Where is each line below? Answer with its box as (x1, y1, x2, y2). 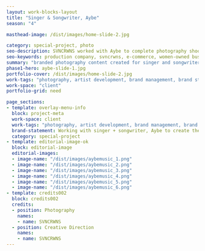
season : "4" (6, 20, 37, 26)
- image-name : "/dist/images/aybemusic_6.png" (12, 184, 132, 190)
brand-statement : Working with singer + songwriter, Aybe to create (12, 127, 190, 133)
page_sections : (6, 99, 45, 105)
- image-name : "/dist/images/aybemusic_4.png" (12, 173, 132, 179)
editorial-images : (12, 151, 59, 157)
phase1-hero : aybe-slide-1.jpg (6, 65, 86, 71)
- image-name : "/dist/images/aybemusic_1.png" (12, 156, 132, 162)
